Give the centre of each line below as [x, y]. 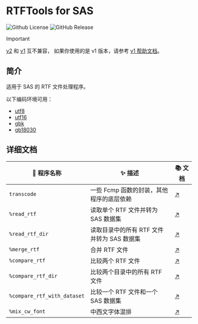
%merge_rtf [24, 249]
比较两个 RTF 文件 [115, 261]
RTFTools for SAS [50, 11]
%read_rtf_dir [29, 234]
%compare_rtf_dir [33, 276]
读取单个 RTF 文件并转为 [124, 210]
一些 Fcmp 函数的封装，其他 [129, 190]
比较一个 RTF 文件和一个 [124, 292]
